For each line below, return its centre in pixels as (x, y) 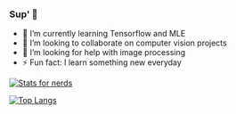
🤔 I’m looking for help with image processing (104, 53)
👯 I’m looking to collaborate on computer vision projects (124, 43)
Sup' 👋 (24, 14)
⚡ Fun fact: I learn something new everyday (102, 62)
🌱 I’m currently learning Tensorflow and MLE (104, 34)
